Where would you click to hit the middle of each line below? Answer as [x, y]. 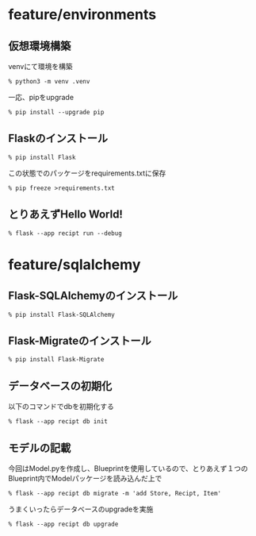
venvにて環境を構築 [40, 66]
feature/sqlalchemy [75, 264]
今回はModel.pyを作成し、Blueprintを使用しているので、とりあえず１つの [128, 469]
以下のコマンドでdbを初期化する [61, 407]
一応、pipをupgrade [41, 97]
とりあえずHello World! [65, 215]
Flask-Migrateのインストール [80, 341]
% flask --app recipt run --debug [65, 233]
